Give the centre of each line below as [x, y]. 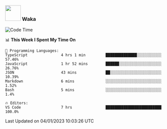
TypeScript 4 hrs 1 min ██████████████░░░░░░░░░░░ [83, 55]
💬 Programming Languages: [32, 51]
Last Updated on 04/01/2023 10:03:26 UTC [50, 121]
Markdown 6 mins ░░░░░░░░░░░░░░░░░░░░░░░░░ [83, 81]
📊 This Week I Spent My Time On [40, 40]
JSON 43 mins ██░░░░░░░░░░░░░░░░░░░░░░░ [83, 73]
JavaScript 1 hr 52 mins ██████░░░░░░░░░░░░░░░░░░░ [83, 64]
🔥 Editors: [17, 103]
